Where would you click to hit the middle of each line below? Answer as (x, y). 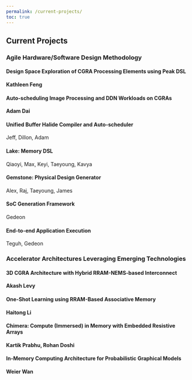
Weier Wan (20, 371)
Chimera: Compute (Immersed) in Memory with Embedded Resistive (91, 326)
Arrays (15, 332)
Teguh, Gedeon (25, 244)
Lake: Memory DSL (30, 151)
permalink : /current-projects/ (44, 11)
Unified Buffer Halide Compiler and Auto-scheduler (70, 125)
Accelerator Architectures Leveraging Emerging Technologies (96, 259)
